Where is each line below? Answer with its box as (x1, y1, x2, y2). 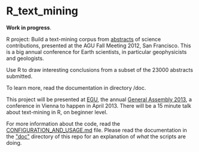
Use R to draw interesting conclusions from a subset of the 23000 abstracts (6, 66, 193, 73)
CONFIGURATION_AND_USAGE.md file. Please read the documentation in (6, 126, 187, 133)
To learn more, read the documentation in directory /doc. (6, 84, 146, 91)
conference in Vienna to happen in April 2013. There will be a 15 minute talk (6, 102, 191, 109)
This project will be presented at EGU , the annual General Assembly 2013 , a (6, 96, 192, 103)
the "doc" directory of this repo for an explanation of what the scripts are (6, 133, 186, 140)
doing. (6, 139, 22, 146)
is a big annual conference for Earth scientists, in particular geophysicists (6, 48, 187, 55)
